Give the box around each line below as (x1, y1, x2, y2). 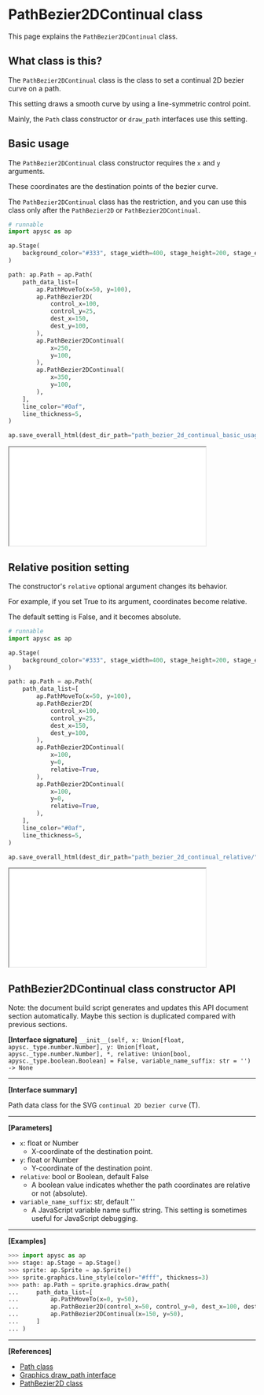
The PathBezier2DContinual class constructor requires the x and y (8, 158, 221, 167)
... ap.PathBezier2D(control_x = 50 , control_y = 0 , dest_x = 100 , (8, 1303, 241, 1311)
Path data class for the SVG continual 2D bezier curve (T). (8, 1100, 200, 1110)
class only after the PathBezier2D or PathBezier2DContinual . (8, 205, 201, 214)
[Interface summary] (8, 1085, 78, 1095)
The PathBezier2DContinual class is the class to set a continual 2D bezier (8, 75, 244, 84)
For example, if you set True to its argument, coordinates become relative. (8, 597, 247, 606)
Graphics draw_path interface (19, 1370, 116, 1379)
